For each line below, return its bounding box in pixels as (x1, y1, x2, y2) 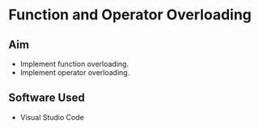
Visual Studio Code (19, 112, 85, 122)
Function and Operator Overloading (8, 6, 253, 24)
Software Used (8, 91, 85, 105)
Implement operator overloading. (19, 68, 130, 77)
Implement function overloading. (19, 59, 129, 69)
